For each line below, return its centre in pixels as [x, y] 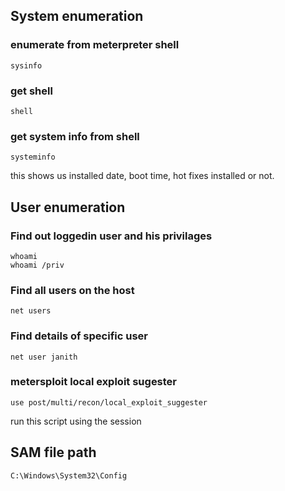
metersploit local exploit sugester [94, 382]
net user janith [44, 357]
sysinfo [26, 65]
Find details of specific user [79, 336]
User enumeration [68, 207]
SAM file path [53, 452]
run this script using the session [76, 421]
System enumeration [77, 16]
